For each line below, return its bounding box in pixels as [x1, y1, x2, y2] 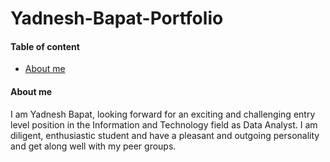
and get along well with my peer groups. [10, 140, 177, 152]
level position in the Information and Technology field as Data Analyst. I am [10, 118, 318, 131]
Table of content [10, 40, 80, 52]
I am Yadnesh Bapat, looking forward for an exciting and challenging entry [10, 108, 316, 120]
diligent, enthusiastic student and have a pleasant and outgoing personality [10, 129, 320, 141]
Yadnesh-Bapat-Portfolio [10, 7, 224, 30]
